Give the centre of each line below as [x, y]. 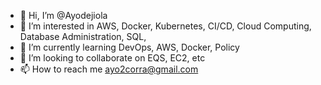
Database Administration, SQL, [83, 36]
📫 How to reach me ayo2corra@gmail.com [109, 69]
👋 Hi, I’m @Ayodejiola [63, 15]
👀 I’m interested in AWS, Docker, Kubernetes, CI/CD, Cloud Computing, [165, 26]
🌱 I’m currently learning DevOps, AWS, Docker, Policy [129, 47]
